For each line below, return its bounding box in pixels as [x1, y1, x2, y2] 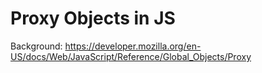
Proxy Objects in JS [10, 7, 176, 30]
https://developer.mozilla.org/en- [64, 40, 202, 52]
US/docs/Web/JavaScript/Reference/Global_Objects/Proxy [10, 50, 252, 62]
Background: [10, 40, 63, 52]
